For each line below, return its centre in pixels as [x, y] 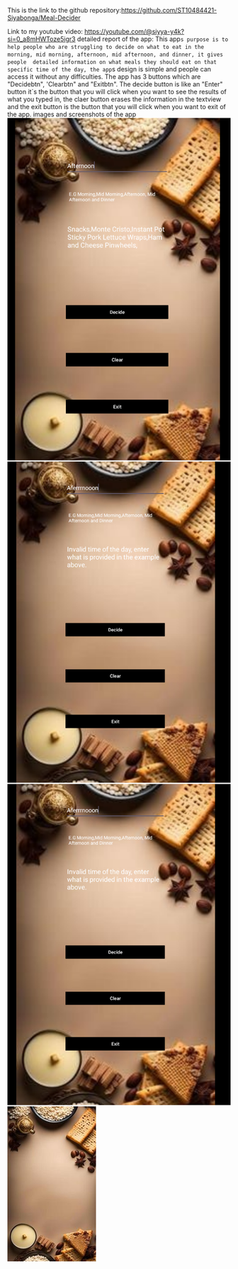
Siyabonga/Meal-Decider [44, 18]
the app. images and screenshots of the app [72, 114]
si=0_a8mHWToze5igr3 [41, 39]
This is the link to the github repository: [64, 10]
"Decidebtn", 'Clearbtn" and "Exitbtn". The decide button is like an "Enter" [115, 84]
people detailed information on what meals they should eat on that [112, 62]
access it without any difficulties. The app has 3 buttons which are [104, 77]
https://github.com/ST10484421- [169, 10]
